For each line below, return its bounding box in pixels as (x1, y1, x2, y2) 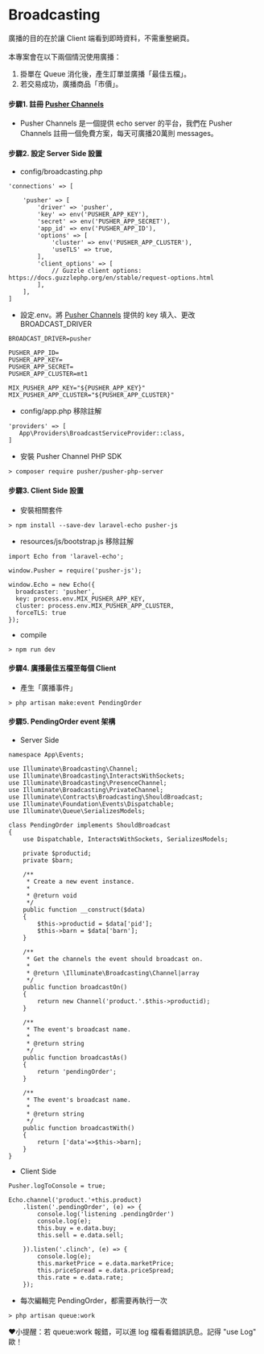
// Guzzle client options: (51, 267, 142, 275)
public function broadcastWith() (23, 1124, 135, 1132)
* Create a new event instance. (26, 877, 135, 885)
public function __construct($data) (23, 906, 146, 914)
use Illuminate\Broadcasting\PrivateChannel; (8, 786, 163, 794)
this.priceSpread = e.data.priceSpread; (37, 1266, 175, 1274)
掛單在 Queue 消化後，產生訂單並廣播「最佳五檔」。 (19, 68, 192, 78)
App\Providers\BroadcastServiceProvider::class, (19, 429, 185, 438)
